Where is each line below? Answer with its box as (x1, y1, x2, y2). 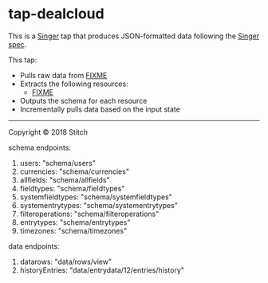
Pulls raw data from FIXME (19, 70, 108, 80)
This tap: (8, 55, 37, 65)
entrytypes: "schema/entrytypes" (19, 217, 131, 227)
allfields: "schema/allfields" (19, 175, 110, 184)
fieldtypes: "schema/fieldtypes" (19, 183, 125, 193)
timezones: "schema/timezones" (19, 226, 128, 235)
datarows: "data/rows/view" (19, 257, 112, 266)
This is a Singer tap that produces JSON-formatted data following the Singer (8, 31, 260, 41)
